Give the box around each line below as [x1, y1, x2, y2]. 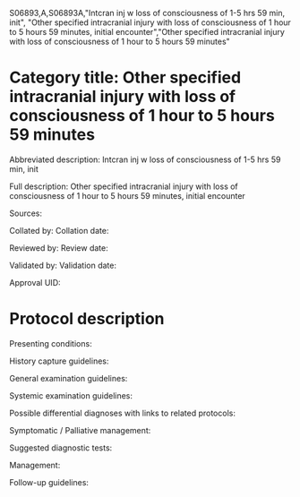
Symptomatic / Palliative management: [9, 424, 151, 435]
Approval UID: [9, 277, 61, 287]
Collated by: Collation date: [9, 225, 109, 236]
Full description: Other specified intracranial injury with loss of [9, 181, 239, 192]
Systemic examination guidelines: [9, 390, 133, 401]
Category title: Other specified [9, 67, 242, 88]
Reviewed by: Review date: [9, 242, 109, 253]
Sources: [9, 208, 43, 219]
